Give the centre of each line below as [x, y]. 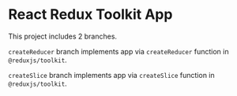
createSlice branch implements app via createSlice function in [111, 75]
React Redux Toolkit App [90, 15]
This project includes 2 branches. [62, 36]
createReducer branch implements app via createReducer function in [118, 51]
